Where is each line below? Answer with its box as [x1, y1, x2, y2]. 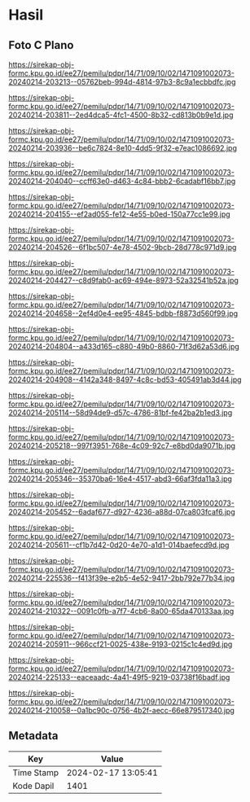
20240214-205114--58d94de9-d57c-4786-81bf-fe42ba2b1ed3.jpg [8, 408, 233, 417]
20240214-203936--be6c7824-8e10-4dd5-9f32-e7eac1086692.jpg [8, 143, 238, 152]
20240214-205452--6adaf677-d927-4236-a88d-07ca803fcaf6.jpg [8, 507, 235, 516]
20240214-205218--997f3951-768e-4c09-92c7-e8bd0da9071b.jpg [8, 441, 236, 450]
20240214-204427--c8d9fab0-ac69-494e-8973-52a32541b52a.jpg [8, 275, 239, 285]
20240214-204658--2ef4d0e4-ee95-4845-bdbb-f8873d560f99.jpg [8, 309, 239, 318]
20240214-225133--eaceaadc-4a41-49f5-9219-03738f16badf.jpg [8, 673, 230, 681]
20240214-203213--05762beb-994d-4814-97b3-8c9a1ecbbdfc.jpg [8, 77, 236, 86]
